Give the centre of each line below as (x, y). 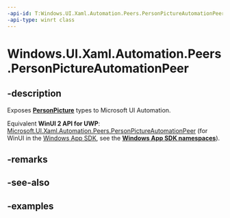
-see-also (28, 183)
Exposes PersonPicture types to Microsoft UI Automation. (89, 110)
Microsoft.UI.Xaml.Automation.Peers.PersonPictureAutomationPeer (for (107, 130)
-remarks (27, 159)
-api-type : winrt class (41, 20)
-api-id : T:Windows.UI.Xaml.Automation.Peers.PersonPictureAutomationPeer (116, 13)
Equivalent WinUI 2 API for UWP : (54, 123)
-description (34, 94)
